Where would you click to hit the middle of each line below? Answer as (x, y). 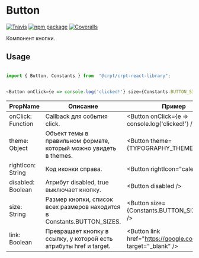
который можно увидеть (81, 148)
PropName (25, 106)
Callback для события (76, 116)
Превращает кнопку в (77, 231)
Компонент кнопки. (31, 38)
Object (18, 148)
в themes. (59, 155)
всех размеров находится (83, 206)
